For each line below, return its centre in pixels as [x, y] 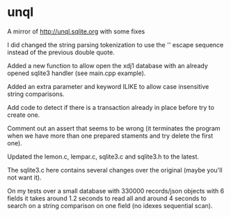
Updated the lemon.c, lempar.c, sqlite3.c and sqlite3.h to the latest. [103, 156]
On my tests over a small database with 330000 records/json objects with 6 [116, 191]
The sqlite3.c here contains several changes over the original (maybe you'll [115, 170]
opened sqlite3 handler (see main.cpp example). [77, 73]
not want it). [24, 177]
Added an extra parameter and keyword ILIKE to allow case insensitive [108, 86]
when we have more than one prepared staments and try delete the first [110, 136]
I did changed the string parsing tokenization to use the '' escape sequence [115, 45]
